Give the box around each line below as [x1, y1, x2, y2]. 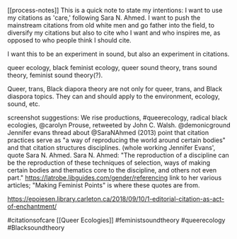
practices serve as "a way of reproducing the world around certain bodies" [7, 136, 226, 144]
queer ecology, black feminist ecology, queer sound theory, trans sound [7, 64, 217, 71]
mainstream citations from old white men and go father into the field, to [7, 21, 214, 29]
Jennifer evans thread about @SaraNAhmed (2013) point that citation [7, 129, 209, 136]
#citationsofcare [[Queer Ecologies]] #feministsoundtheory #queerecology [7, 216, 226, 224]
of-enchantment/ [7, 202, 57, 211]
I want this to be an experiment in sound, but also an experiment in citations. [7, 49, 230, 58]
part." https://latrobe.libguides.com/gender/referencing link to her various [7, 173, 222, 182]
